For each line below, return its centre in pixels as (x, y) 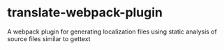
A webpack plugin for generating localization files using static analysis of (112, 32)
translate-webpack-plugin (85, 13)
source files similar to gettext (49, 38)
